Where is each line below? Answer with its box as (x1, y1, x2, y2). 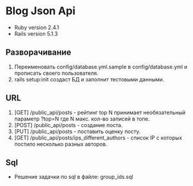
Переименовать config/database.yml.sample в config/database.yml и (14, 63, 188, 70)
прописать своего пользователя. (14, 70, 99, 77)
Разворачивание (5, 48, 71, 58)
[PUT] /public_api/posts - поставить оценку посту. (14, 128, 141, 135)
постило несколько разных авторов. (14, 140, 108, 147)
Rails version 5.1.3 (14, 30, 58, 37)
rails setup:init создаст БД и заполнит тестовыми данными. (14, 75, 164, 83)
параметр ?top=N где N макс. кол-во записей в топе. (14, 115, 150, 122)
